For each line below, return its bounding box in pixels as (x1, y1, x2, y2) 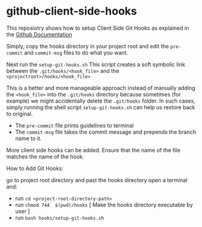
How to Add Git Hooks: (6, 164, 64, 172)
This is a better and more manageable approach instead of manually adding (6, 84, 195, 92)
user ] (15, 208, 30, 215)
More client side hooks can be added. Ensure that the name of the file (6, 146, 181, 154)
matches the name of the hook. (6, 153, 85, 160)
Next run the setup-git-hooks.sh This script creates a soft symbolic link (6, 61, 186, 68)
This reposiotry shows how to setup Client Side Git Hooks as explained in (6, 24, 189, 32)
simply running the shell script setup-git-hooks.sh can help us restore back (6, 103, 195, 110)
